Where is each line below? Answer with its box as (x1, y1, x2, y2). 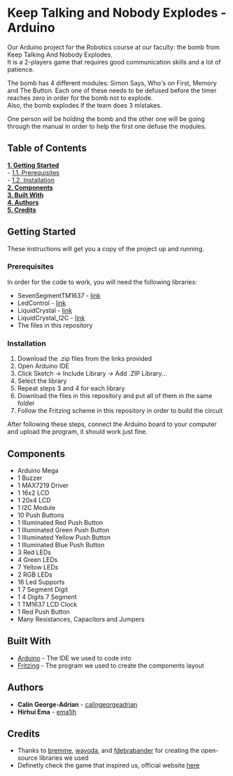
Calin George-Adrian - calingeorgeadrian (17, 700, 138, 708)
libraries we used (38, 754, 89, 762)
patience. (7, 65, 35, 73)
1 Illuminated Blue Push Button (17, 540, 105, 549)
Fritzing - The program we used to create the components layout (17, 661, 204, 670)
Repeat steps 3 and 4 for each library (17, 384, 125, 393)
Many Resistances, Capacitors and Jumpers (17, 614, 145, 623)
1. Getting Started (7, 161, 59, 169)
